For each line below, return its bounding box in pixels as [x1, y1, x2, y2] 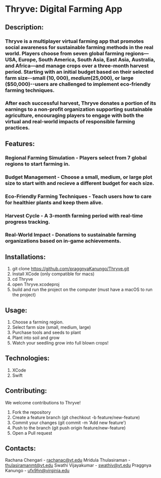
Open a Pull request [12, 430, 52, 436]
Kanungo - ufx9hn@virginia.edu [5, 468, 70, 474]
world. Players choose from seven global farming [5, 50, 125, 57]
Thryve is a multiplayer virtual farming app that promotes [5, 38, 144, 45]
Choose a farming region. [12, 319, 64, 325]
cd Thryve [12, 276, 33, 282]
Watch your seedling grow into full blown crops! [12, 340, 109, 346]
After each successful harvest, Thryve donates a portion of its [5, 100, 157, 106]
